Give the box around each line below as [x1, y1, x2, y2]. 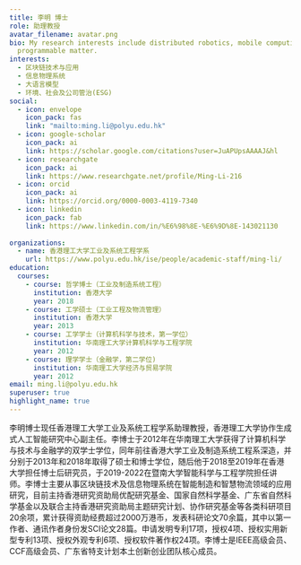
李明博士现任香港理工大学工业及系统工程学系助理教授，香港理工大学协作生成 [9, 422, 292, 433]
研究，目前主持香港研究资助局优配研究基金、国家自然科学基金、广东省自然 [9, 490, 284, 500]
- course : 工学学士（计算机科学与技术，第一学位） [25, 330, 193, 339]
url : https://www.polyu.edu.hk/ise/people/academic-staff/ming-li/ [25, 255, 282, 265]
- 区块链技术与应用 [17, 64, 79, 73]
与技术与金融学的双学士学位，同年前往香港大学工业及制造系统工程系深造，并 [9, 445, 292, 456]
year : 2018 [32, 297, 74, 306]
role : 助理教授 [9, 22, 61, 30]
